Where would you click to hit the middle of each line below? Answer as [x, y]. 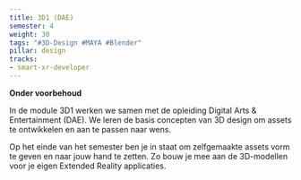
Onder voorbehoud [46, 93]
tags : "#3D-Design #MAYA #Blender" [76, 43]
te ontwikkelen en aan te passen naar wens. [90, 129]
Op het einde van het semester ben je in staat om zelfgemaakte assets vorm [150, 146]
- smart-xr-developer [50, 68]
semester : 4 [31, 26]
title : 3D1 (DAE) [42, 17]
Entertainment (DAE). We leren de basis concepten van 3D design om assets [150, 120]
